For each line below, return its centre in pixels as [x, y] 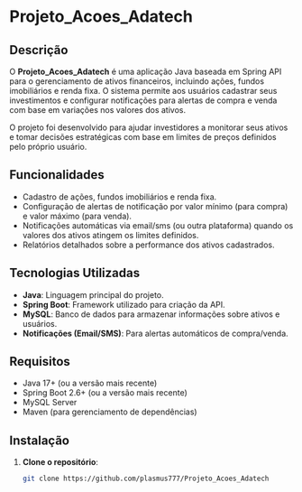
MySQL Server [50, 403]
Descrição [39, 50]
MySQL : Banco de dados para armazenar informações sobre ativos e [151, 314]
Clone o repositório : [60, 462]
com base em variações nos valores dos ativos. [98, 110]
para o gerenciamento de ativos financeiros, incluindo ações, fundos [137, 81]
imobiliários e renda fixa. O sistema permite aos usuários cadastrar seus [143, 91]
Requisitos [40, 362]
